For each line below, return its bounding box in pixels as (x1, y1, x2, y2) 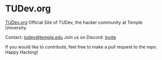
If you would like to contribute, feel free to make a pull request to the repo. (5, 44, 158, 50)
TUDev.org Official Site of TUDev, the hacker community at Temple (5, 19, 143, 25)
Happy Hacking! (5, 49, 38, 55)
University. (5, 24, 27, 30)
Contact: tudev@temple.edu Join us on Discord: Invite (5, 34, 116, 40)
